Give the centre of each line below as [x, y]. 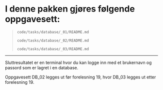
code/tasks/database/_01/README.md [53, 32]
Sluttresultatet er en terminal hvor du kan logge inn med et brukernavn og [78, 62]
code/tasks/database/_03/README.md [53, 49]
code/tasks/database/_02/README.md [53, 40]
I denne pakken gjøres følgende [70, 9]
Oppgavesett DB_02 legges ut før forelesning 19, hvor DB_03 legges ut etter [81, 77]
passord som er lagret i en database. [42, 67]
